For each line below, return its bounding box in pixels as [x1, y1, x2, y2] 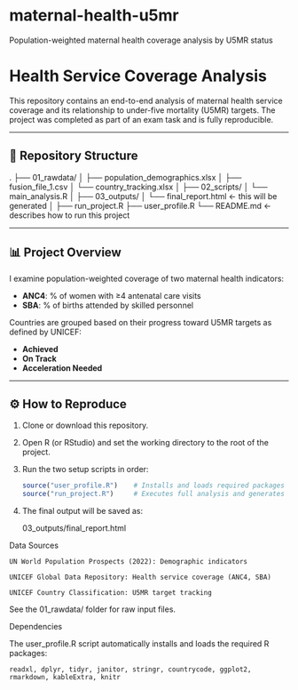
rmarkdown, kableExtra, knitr [9, 673, 122, 682]
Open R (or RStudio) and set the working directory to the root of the [21, 437, 269, 448]
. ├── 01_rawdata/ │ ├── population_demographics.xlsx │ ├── [9, 172, 242, 182]
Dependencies [9, 622, 63, 632]
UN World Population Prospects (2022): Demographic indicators [9, 558, 248, 566]
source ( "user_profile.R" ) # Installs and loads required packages [21, 481, 286, 490]
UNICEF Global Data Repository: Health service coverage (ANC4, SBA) [9, 573, 272, 582]
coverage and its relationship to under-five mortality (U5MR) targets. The [9, 104, 276, 116]
